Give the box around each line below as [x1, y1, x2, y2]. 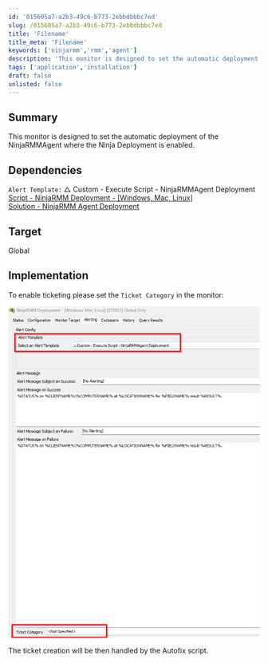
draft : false [8, 72, 52, 80]
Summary [8, 111, 58, 124]
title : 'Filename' [8, 30, 69, 37]
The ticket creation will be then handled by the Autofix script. [8, 646, 209, 656]
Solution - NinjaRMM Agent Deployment [8, 202, 140, 211]
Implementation [8, 269, 89, 282]
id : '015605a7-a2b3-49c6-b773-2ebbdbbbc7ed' [8, 13, 159, 21]
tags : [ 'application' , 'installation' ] [8, 64, 137, 72]
